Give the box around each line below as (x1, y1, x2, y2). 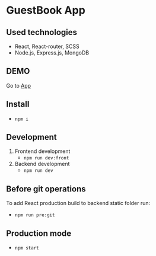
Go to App (6, 82, 31, 89)
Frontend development (14, 148, 71, 155)
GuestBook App (6, 4, 86, 17)
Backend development (14, 161, 70, 168)
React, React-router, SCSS (14, 43, 79, 50)
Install (6, 99, 30, 110)
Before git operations (6, 184, 86, 194)
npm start (14, 245, 40, 251)
